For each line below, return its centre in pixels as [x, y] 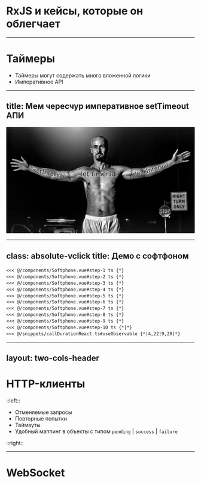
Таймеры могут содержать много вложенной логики [83, 75]
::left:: [13, 400]
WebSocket [36, 473]
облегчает [33, 24]
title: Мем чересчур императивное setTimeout [98, 106]
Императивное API [39, 82]
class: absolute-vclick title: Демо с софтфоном [98, 256]
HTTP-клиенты [46, 384]
